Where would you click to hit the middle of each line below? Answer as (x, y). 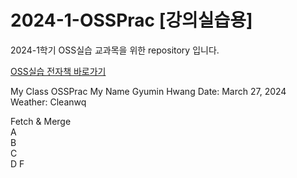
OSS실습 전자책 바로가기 (58, 71)
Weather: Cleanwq (48, 102)
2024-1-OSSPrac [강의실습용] (131, 20)
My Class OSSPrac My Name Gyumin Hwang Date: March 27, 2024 (148, 91)
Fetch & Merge (41, 121)
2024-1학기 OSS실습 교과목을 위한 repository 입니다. (115, 50)
